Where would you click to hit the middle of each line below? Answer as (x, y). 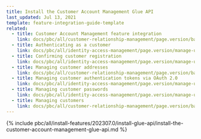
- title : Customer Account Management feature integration (87, 34)
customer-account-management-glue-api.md (62, 129)
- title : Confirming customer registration (66, 56)
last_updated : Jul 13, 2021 (41, 17)
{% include (20, 123)
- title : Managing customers (48, 100)
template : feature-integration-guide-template (65, 23)
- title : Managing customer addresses (60, 67)
